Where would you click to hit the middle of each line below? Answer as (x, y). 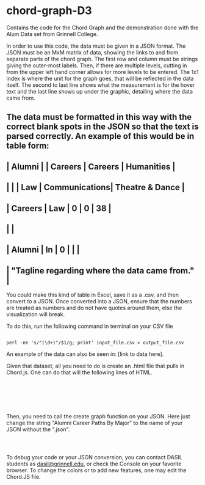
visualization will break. (36, 314)
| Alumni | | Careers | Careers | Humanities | (91, 167)
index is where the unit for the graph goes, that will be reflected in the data (100, 78)
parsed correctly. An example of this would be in (100, 136)
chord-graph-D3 (49, 11)
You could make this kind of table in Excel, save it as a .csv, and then (92, 295)
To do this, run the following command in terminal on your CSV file (90, 326)
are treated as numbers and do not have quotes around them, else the (94, 308)
